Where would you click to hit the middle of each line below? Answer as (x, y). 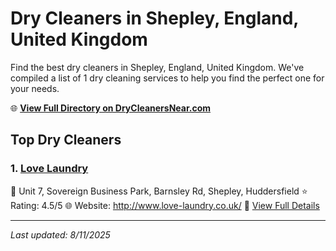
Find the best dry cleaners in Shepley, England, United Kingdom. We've (157, 67)
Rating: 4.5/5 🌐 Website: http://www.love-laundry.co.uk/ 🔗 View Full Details (165, 205)
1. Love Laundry (49, 169)
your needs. (35, 88)
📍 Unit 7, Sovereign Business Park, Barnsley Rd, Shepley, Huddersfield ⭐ (159, 191)
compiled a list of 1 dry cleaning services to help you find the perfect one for (167, 78)
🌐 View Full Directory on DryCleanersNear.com (111, 108)
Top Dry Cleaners (66, 140)
